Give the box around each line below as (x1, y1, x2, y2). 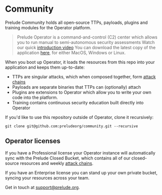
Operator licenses (5, 137, 61, 145)
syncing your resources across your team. (5, 175, 90, 181)
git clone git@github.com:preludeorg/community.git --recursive (5, 123, 138, 129)
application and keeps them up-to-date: (5, 64, 85, 70)
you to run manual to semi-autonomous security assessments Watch (17, 39, 155, 45)
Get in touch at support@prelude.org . (5, 184, 80, 190)
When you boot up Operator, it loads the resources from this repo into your (5, 59, 155, 65)
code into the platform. (12, 94, 58, 100)
